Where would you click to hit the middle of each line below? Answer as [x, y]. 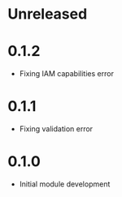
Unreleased [48, 14]
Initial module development [65, 184]
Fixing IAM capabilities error [67, 74]
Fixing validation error [56, 129]
